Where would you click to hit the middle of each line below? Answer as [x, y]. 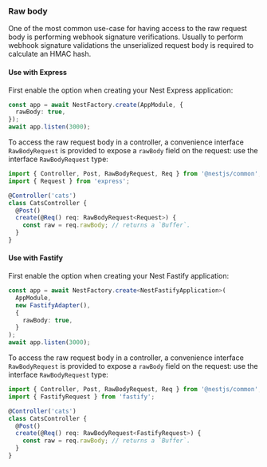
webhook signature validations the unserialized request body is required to [131, 46]
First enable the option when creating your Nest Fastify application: [119, 276]
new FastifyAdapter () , [53, 305]
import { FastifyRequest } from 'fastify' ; [82, 397]
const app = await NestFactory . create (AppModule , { [96, 105]
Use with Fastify [36, 258]
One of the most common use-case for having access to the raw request [128, 29]
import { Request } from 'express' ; [69, 181]
